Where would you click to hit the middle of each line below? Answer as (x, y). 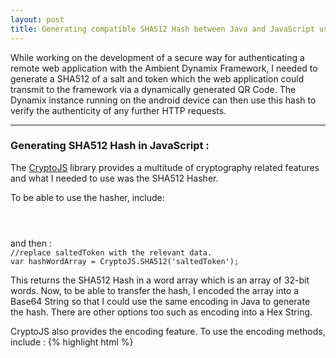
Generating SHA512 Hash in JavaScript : (110, 146)
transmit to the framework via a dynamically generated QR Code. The (153, 89)
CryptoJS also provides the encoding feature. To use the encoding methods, (168, 331)
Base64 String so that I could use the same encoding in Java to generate (160, 301)
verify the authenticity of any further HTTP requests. (118, 110)
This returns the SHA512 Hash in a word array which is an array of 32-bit (160, 280)
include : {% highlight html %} (72, 342)
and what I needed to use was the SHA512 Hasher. (114, 178)
